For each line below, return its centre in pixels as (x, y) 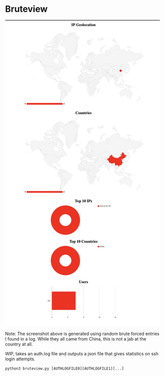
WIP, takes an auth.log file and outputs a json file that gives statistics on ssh (82, 354)
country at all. (19, 344)
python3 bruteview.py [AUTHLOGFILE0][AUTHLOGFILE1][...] (65, 369)
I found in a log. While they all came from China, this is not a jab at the (76, 339)
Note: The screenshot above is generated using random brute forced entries (82, 334)
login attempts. (20, 359)
